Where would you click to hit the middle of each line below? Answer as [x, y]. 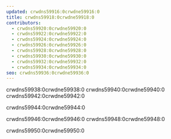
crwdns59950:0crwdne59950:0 [45, 131]
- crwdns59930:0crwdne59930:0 [49, 56]
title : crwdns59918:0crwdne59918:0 [50, 17]
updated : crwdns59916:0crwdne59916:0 [53, 12]
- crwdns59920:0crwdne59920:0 [49, 28]
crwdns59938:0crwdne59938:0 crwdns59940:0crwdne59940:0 [85, 89]
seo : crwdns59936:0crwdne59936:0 [48, 73]
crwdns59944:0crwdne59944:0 [46, 107]
